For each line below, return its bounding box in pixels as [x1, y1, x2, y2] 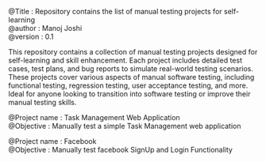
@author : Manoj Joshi [8, 24, 83, 32]
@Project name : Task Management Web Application [8, 113, 180, 122]
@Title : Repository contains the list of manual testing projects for [8, 7, 222, 16]
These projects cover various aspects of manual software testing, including [8, 73, 255, 81]
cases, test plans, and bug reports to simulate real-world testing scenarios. [8, 64, 254, 73]
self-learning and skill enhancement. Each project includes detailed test [8, 55, 242, 65]
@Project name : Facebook [8, 137, 97, 145]
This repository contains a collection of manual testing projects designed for [8, 47, 258, 56]
